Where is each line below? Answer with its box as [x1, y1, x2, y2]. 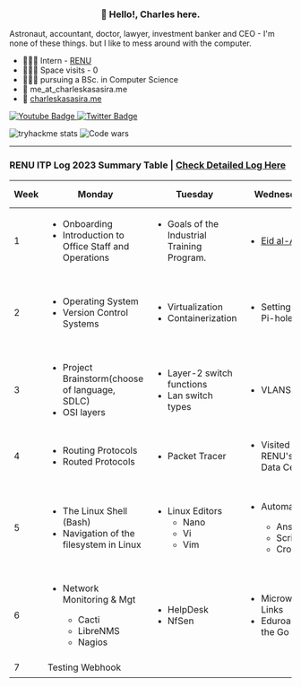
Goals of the [167, 217, 219, 230]
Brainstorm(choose [62, 372, 144, 385]
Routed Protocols [62, 455, 136, 467]
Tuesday [176, 187, 214, 200]
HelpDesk [167, 603, 209, 615]
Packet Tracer [167, 449, 227, 462]
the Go [261, 625, 289, 638]
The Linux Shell [62, 504, 128, 517]
